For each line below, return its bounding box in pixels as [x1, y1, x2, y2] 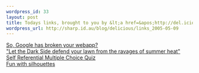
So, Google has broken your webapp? [6, 42, 98, 49]
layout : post [6, 14, 38, 20]
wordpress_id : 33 [6, 8, 49, 15]
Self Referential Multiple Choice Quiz [6, 54, 96, 61]
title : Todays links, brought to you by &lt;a [6, 20, 123, 26]
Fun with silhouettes [6, 61, 55, 68]
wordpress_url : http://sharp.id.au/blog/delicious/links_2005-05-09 [6, 25, 179, 31]
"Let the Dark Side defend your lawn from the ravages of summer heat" [6, 48, 181, 55]
